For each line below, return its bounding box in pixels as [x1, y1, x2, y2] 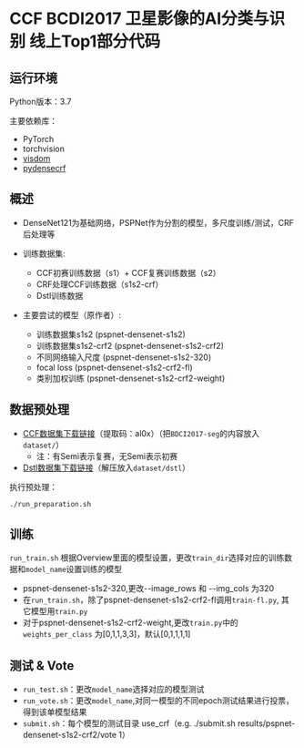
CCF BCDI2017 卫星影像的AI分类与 [9, 8, 270, 29]
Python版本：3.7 [9, 97, 72, 107]
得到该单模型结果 [22, 707, 87, 718]
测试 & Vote [9, 658, 75, 673]
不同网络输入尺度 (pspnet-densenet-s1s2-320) [35, 352, 212, 363]
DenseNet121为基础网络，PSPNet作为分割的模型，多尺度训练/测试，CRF [22, 217, 294, 228]
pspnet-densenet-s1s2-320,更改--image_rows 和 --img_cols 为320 [22, 583, 275, 594]
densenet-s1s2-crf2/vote [22, 730, 117, 741]
